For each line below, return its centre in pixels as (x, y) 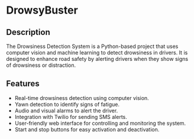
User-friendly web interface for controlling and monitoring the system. (100, 123)
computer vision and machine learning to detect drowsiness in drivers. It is (97, 53)
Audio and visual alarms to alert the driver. (66, 111)
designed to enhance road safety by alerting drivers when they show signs (97, 59)
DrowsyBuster (42, 10)
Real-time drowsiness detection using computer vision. (82, 98)
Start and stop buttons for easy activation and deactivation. (87, 129)
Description (28, 32)
